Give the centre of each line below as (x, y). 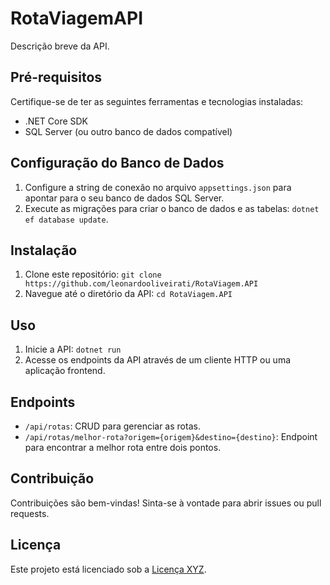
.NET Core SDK (56, 121)
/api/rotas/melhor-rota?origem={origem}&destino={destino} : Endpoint (171, 436)
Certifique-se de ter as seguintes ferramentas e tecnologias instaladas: (157, 101)
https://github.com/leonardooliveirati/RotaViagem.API (141, 284)
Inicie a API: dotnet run (73, 349)
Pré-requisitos (56, 77)
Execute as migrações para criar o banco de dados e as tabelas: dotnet (172, 208)
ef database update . (66, 219)
